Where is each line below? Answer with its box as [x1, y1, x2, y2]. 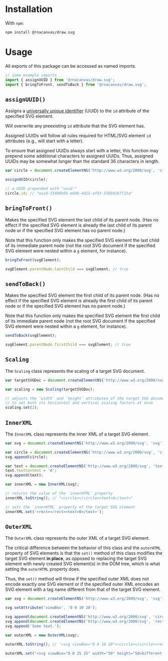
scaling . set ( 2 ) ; [5, 405, 39, 410]
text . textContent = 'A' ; [5, 468, 57, 473]
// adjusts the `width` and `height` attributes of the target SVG [5, 396, 149, 401]
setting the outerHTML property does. [5, 566, 80, 572]
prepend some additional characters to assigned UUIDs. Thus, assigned [5, 153, 153, 159]
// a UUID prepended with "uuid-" [5, 186, 77, 191]
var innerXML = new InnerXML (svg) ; [5, 482, 79, 487]
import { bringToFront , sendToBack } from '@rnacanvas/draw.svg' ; [5, 82, 146, 87]
